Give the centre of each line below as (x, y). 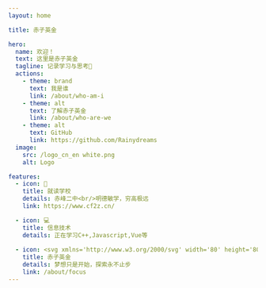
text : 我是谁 (49, 88)
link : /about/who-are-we (70, 118)
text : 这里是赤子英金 (47, 59)
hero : (17, 44)
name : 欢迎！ (35, 52)
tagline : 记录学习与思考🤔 (54, 67)
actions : (30, 74)
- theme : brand (47, 81)
